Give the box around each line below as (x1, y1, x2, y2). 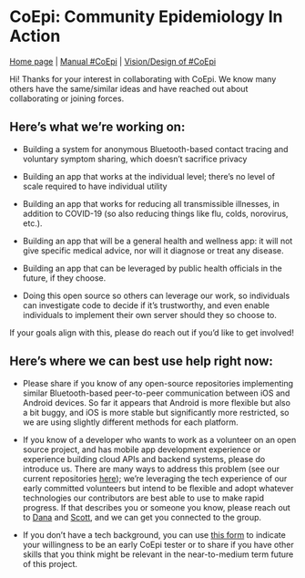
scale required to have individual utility (22, 181, 168, 191)
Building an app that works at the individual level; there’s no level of (22, 170, 276, 181)
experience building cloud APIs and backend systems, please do (22, 453, 266, 464)
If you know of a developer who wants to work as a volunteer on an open (22, 434, 297, 445)
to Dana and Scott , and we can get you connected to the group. (22, 511, 262, 522)
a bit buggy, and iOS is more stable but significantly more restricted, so (22, 407, 290, 418)
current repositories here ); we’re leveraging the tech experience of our (22, 472, 288, 484)
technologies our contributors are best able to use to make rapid (22, 492, 264, 503)
